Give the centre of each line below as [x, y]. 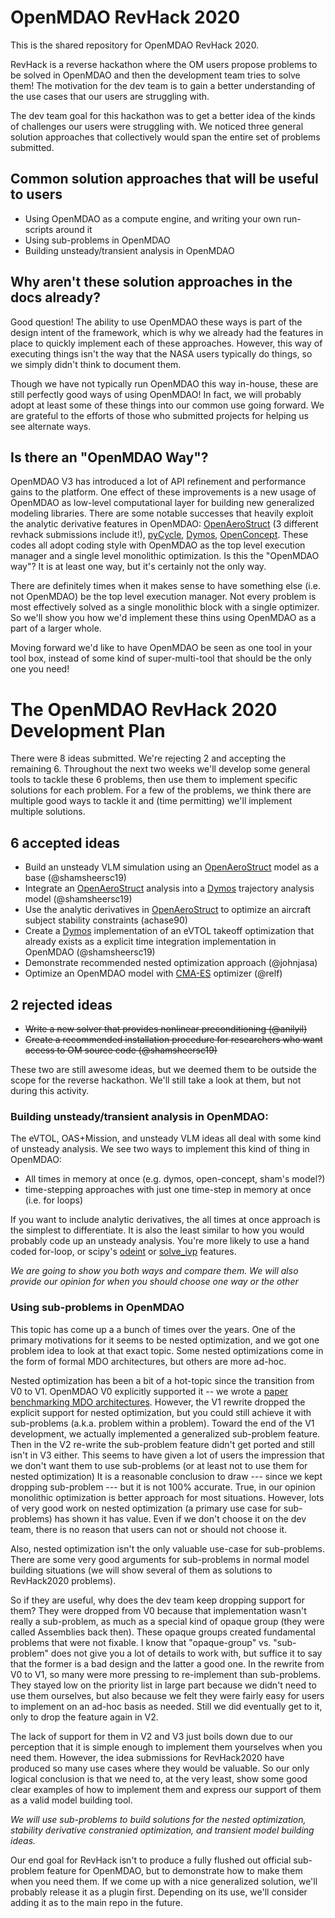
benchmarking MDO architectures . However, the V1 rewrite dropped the [158, 1402]
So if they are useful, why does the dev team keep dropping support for [158, 1600]
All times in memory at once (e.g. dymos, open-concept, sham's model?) [175, 1179]
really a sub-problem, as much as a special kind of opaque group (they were [167, 1621]
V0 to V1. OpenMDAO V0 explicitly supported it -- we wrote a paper [149, 1391]
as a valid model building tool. [71, 1800]
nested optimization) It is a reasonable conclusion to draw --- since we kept [166, 1476]
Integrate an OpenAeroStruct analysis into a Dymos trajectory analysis [169, 888]
